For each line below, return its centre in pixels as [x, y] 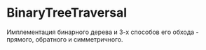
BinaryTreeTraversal [67, 13]
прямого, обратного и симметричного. [65, 39]
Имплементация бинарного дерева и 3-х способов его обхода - [103, 32]
